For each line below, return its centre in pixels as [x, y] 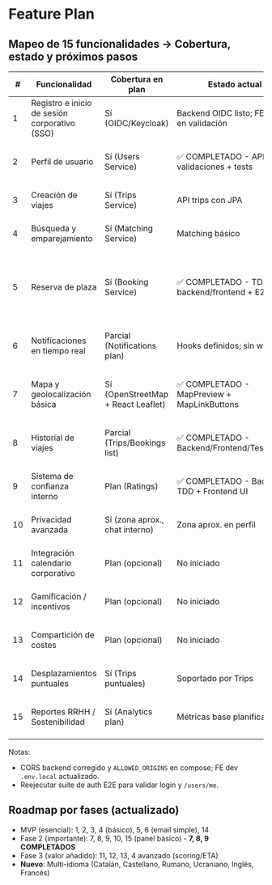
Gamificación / [59, 597]
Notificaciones [59, 341]
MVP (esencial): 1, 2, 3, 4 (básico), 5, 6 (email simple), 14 [115, 829]
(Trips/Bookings [135, 443]
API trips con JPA [210, 200]
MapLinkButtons [208, 404]
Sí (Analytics [129, 711]
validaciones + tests [215, 167]
